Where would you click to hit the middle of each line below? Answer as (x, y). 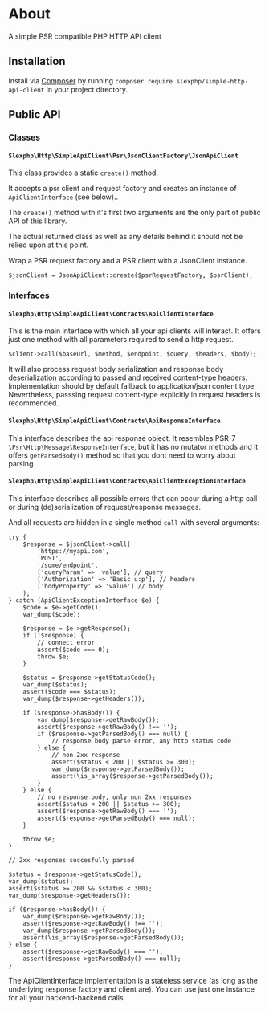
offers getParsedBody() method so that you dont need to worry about (122, 455)
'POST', (50, 558)
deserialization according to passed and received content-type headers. (128, 377)
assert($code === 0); (73, 650)
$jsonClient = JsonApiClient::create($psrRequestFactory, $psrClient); (130, 275)
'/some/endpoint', (68, 565)
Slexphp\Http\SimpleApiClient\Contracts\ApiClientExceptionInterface (127, 481)
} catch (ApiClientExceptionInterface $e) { (84, 600)
